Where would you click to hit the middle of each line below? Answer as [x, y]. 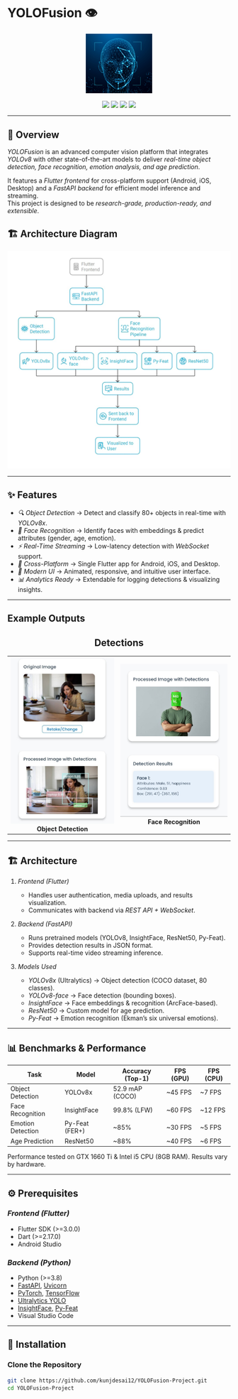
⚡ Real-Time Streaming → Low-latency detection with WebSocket [113, 546]
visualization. [47, 903]
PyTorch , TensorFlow [49, 1293]
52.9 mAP [128, 1089]
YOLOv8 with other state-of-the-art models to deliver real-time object [109, 159]
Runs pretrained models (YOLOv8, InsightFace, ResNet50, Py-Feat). [127, 938]
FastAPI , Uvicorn [42, 1285]
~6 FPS [211, 1141]
